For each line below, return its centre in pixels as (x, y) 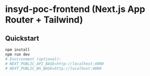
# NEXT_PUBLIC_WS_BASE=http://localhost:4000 (53, 68)
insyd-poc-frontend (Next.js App (75, 9)
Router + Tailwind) (44, 20)
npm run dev (17, 54)
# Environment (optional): (33, 59)
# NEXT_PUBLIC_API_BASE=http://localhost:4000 (54, 63)
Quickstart (22, 38)
